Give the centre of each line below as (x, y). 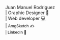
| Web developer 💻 (25, 18)
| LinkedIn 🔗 (16, 32)
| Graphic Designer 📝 (27, 13)
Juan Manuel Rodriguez (30, 7)
